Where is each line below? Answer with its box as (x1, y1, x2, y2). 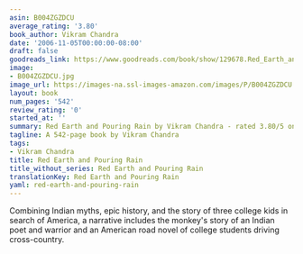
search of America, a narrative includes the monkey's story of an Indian (9, 215, 275, 226)
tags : (9, 139, 30, 148)
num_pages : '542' (9, 96, 75, 106)
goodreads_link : (9, 55, 70, 64)
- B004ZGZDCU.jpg (9, 72, 75, 81)
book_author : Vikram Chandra (9, 30, 119, 39)
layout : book (9, 88, 59, 97)
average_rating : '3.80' (9, 22, 99, 31)
